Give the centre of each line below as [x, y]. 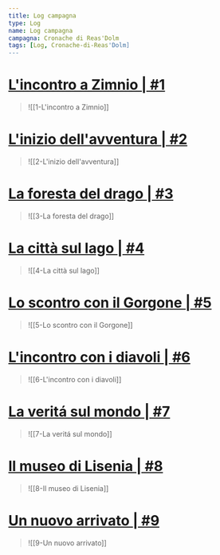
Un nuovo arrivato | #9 [84, 520]
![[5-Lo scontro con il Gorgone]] [80, 325]
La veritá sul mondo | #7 [89, 411]
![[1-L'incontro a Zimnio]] [68, 107]
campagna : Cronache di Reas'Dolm [64, 38]
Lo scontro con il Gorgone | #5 [110, 303]
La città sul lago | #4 [77, 248]
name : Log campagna [41, 30]
